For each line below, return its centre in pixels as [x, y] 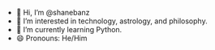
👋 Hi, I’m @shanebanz [53, 12]
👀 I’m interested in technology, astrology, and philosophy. [112, 21]
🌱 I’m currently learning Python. [69, 29]
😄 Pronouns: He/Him [52, 38]
